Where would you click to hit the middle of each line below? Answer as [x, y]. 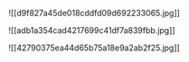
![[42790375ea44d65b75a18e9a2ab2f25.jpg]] [94, 48]
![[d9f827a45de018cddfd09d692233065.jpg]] [94, 13]
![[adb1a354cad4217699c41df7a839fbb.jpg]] [92, 30]
